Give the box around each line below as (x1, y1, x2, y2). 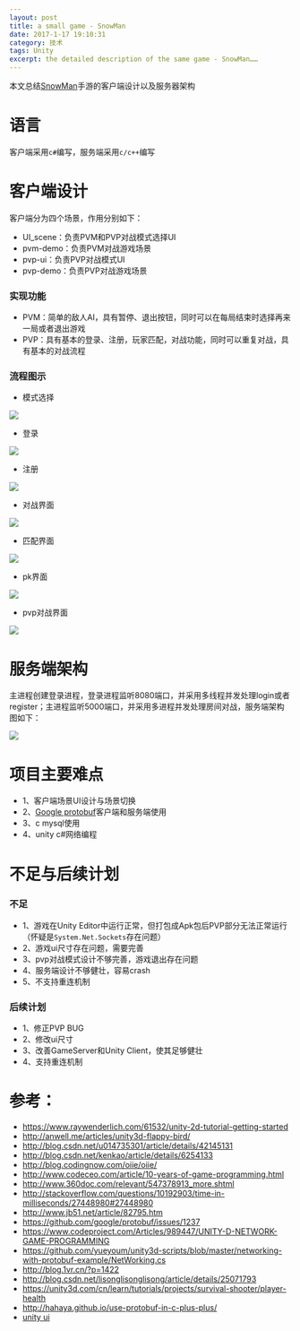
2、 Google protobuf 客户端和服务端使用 (21, 807, 167, 817)
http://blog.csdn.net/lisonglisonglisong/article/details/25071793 (21, 1274, 257, 1284)
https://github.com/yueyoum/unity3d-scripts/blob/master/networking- (21, 1245, 282, 1256)
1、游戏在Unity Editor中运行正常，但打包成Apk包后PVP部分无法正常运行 (21, 920, 288, 930)
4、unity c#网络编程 (21, 829, 98, 840)
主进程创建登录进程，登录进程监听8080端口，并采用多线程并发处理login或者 (9, 690, 291, 701)
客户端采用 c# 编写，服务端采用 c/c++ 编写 (9, 146, 156, 157)
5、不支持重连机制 (21, 976, 91, 987)
